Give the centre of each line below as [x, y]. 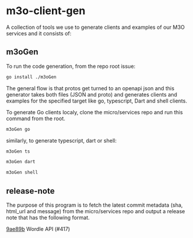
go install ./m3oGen [32, 77]
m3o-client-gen [46, 11]
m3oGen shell [22, 173]
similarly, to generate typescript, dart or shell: [61, 140]
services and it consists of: [39, 33]
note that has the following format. [48, 217]
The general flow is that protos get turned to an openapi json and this [90, 88]
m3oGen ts [18, 151]
